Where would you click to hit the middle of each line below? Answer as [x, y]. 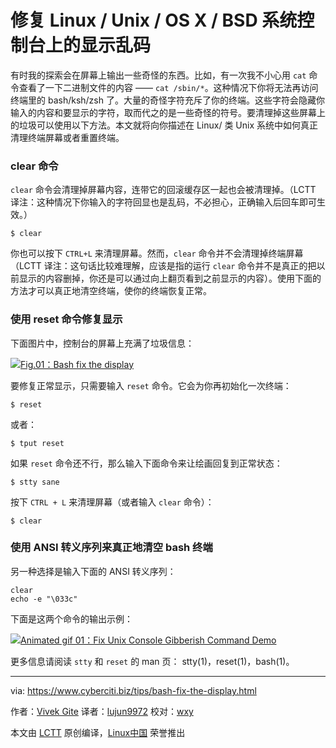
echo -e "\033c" [44, 599]
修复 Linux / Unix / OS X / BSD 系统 [154, 20]
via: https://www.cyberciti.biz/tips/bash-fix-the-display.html [133, 690]
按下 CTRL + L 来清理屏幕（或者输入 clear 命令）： [112, 502]
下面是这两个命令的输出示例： [71, 618]
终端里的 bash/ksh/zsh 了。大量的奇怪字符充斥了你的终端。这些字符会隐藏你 [167, 100]
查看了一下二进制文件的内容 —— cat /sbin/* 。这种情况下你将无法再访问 [168, 87]
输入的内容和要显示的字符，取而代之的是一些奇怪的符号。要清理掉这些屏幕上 [168, 112]
